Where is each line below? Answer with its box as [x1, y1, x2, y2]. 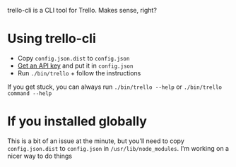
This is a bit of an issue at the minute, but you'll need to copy [7, 137, 185, 145]
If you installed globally [7, 113, 147, 130]
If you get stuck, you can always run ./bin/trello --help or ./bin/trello [7, 82, 223, 91]
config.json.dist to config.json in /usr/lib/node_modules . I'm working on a [7, 144, 230, 152]
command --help [7, 89, 52, 97]
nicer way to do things [7, 151, 73, 160]
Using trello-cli [7, 31, 97, 47]
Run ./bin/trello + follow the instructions [17, 68, 141, 77]
